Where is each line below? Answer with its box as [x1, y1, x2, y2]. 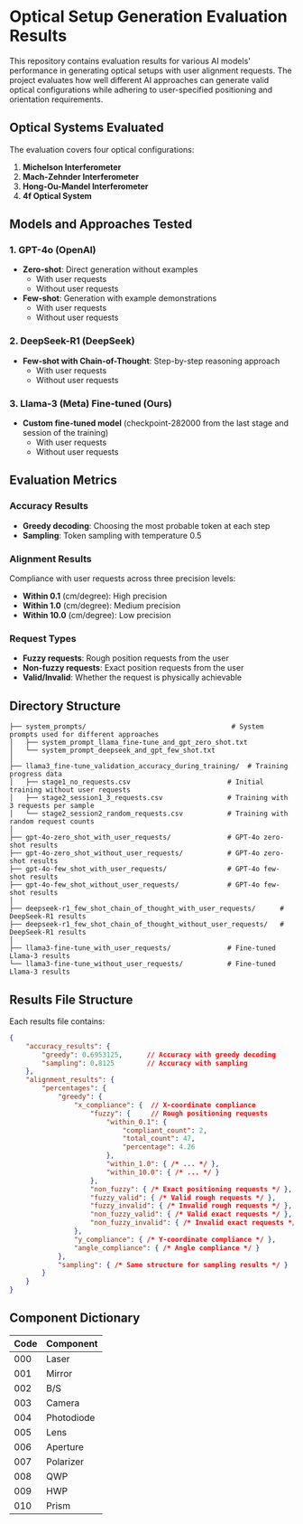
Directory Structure [9, 698, 122, 713]
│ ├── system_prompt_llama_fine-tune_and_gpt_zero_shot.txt [9, 738, 248, 748]
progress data [9, 770, 63, 779]
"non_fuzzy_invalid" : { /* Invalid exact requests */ [89, 1218, 297, 1228]
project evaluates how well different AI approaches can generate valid [9, 74, 270, 85]
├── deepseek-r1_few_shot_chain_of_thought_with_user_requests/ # [9, 904, 284, 914]
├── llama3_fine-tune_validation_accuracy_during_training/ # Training [9, 762, 289, 771]
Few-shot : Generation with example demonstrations [22, 293, 217, 304]
